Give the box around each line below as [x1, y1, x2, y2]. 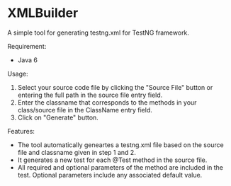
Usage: [7, 69, 28, 78]
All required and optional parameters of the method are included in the [17, 163, 223, 171]
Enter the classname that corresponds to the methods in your [17, 98, 197, 107]
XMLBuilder [7, 5, 79, 21]
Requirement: [7, 42, 47, 50]
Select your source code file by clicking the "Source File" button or [17, 83, 213, 91]
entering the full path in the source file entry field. [17, 91, 163, 99]
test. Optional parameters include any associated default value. [17, 170, 203, 179]
